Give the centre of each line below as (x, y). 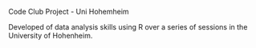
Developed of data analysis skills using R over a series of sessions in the (128, 27)
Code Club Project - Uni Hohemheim (69, 12)
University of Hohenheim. (51, 36)
